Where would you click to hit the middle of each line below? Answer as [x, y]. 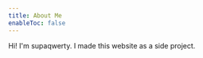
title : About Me [35, 15]
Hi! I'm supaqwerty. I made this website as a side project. [102, 45]
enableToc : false [37, 23]
